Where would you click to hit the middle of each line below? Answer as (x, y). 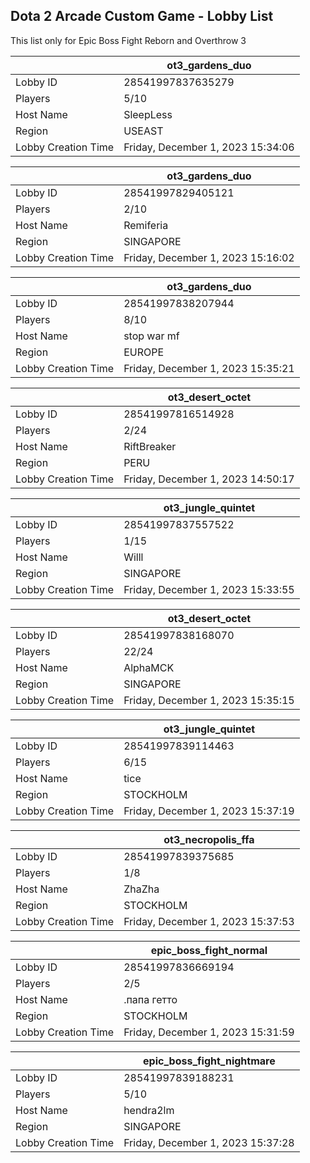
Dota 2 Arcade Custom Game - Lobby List (142, 16)
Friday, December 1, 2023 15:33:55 (209, 589)
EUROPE (144, 352)
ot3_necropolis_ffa (209, 839)
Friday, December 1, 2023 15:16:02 (209, 257)
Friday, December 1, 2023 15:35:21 (209, 368)
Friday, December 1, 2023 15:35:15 (209, 700)
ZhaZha (141, 889)
